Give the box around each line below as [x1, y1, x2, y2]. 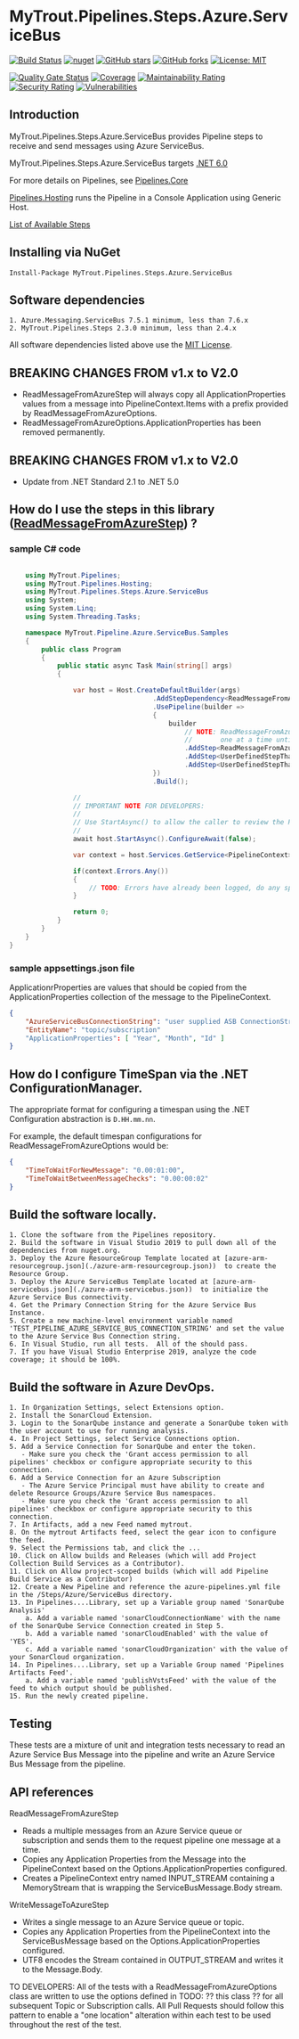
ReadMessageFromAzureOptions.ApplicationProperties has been [21, 417, 262, 429]
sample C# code [9, 543, 82, 555]
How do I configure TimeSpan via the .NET [9, 1067, 249, 1082]
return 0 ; [72, 907, 109, 917]
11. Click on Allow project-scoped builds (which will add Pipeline [9, 1567, 269, 1576]
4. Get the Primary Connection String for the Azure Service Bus [9, 1301, 256, 1310]
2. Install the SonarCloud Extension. [9, 1411, 153, 1421]
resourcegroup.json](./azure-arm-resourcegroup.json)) [9, 1262, 217, 1271]
